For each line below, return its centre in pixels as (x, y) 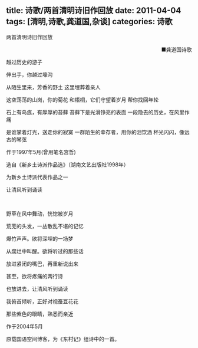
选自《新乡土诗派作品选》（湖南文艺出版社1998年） (67, 165)
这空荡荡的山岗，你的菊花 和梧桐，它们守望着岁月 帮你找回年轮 (82, 100)
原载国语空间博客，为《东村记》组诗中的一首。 (63, 339)
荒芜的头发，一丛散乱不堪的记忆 (45, 226)
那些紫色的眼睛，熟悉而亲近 (40, 314)
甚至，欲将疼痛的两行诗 (34, 276)
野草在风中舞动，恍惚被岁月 (40, 214)
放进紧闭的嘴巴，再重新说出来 (42, 264)
